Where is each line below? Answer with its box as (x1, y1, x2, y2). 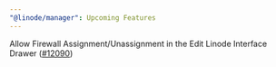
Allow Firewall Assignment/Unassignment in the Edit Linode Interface (9, 38, 268, 49)
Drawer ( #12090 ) (9, 47, 74, 59)
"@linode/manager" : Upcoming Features (9, 13, 156, 23)
